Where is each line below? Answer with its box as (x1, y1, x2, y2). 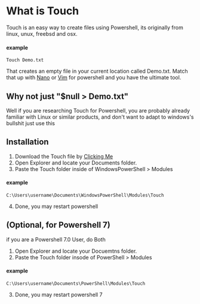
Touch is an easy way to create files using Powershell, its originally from (6, 24, 183, 31)
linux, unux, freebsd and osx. (6, 30, 78, 37)
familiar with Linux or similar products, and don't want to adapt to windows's (6, 113, 194, 120)
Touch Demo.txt (6, 57, 44, 63)
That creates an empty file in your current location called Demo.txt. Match (6, 67, 188, 75)
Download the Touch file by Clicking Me (14, 153, 113, 160)
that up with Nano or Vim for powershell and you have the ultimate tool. (6, 74, 181, 81)
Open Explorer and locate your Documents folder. (14, 159, 137, 166)
